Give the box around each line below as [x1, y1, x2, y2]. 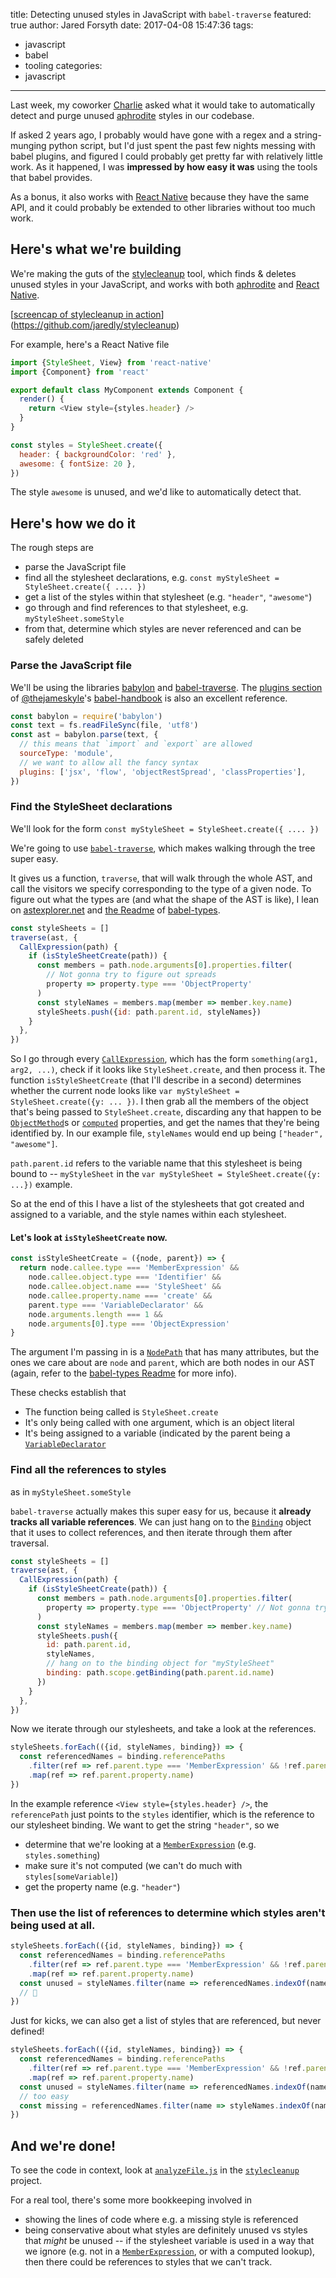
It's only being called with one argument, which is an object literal [24, 1417, 295, 1429]
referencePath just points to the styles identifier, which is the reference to [10, 1808, 315, 1820]
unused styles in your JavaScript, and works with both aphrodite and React [10, 278, 320, 290]
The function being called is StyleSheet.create [24, 1406, 219, 1418]
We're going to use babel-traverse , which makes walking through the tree [10, 842, 316, 854]
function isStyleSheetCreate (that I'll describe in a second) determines [10, 1074, 302, 1086]
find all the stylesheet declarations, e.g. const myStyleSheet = [24, 572, 280, 584]
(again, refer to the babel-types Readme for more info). [10, 1367, 237, 1379]
